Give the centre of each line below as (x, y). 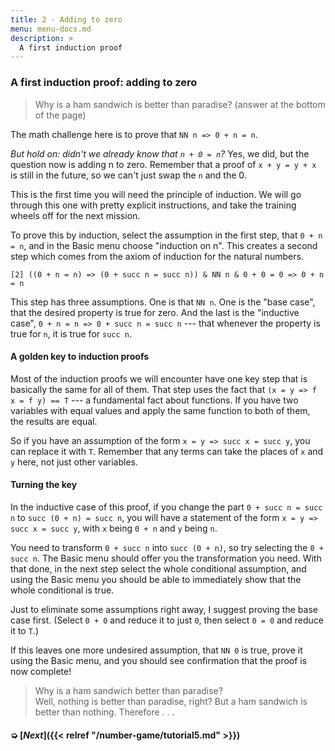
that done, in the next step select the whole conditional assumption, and (158, 568)
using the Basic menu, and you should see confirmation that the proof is (159, 660)
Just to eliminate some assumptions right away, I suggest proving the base (164, 609)
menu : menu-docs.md (51, 29)
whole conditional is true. (62, 590)
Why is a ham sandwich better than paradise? (128, 690)
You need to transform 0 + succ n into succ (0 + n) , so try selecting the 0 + (167, 547)
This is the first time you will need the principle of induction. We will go (156, 194)
